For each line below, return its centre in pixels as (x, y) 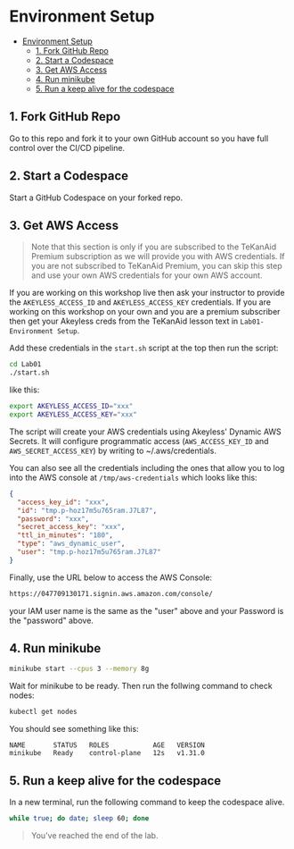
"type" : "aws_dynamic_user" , (71, 544)
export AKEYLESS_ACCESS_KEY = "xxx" (73, 415)
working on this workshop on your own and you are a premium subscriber (145, 312)
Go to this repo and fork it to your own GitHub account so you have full (139, 138)
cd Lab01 (25, 365)
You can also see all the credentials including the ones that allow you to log (147, 467)
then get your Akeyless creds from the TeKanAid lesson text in (124, 321)
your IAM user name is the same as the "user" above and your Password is (147, 610)
